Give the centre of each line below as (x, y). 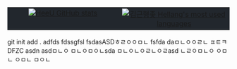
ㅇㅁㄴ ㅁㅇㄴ (33, 59)
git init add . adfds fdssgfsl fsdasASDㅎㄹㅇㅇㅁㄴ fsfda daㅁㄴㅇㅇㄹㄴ (108, 42)
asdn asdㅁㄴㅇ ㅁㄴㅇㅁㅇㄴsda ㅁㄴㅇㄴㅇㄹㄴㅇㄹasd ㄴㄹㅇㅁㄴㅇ (120, 51)
